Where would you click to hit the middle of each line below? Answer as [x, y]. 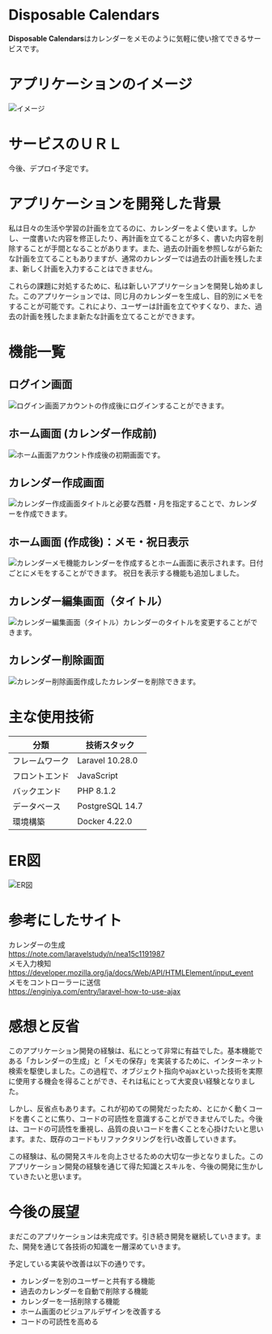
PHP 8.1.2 [97, 790]
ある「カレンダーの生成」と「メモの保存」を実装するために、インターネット [136, 1061]
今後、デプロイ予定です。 [51, 168]
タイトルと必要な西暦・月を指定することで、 [155, 504]
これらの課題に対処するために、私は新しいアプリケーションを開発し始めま [132, 286]
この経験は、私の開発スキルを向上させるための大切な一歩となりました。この [136, 1156]
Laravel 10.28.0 [108, 760]
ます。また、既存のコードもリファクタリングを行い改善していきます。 [125, 1138]
